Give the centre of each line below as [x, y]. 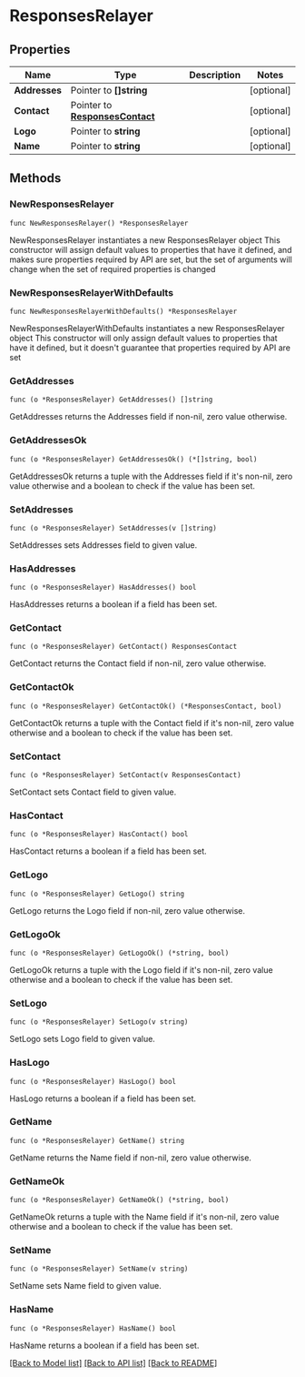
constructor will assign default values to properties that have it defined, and [151, 249]
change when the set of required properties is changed [113, 268]
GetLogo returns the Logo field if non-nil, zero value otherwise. [128, 910]
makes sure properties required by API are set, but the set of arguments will [151, 259]
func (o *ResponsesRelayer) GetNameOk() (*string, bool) [119, 1200]
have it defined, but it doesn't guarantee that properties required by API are [150, 348]
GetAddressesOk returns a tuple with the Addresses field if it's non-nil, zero [151, 476]
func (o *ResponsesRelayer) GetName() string [97, 1140]
